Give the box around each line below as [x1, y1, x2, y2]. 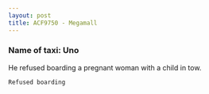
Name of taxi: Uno [8, 45, 79, 56]
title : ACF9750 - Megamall [8, 19, 98, 27]
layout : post [8, 11, 52, 20]
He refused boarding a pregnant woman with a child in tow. [8, 62, 202, 72]
